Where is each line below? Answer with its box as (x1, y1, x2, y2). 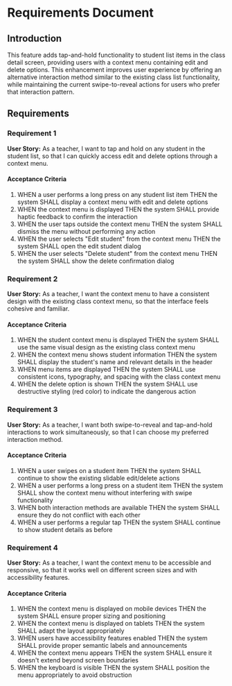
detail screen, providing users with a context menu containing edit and (7, 58, 208, 67)
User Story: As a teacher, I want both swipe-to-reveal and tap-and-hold (7, 420, 213, 429)
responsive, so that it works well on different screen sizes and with (7, 566, 197, 574)
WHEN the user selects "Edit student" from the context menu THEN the (17, 234, 221, 243)
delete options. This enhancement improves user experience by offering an (7, 66, 222, 74)
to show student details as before (17, 525, 113, 533)
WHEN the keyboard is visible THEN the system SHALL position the (17, 664, 210, 672)
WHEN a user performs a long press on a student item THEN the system (17, 481, 224, 490)
